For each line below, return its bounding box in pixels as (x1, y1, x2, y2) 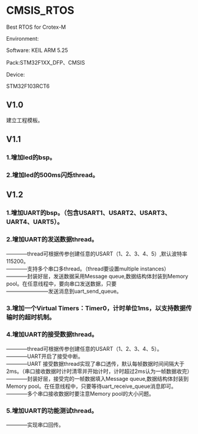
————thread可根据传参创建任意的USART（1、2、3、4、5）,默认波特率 (6, 250, 187, 257)
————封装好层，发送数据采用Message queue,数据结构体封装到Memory (6, 272, 188, 280)
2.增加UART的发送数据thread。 (6, 235, 98, 244)
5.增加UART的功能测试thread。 (6, 406, 98, 415)
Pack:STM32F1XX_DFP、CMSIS (6, 59, 86, 66)
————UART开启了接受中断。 (6, 353, 84, 360)
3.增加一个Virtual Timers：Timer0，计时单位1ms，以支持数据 (6, 304, 186, 312)
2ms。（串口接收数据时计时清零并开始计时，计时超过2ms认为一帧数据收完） (6, 368, 193, 375)
